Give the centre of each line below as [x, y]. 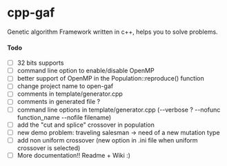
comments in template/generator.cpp [70, 94]
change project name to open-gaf [65, 86]
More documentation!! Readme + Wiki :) [74, 155]
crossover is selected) [49, 148]
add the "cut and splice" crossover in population [86, 125]
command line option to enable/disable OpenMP [86, 71]
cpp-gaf [31, 13]
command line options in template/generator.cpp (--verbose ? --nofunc [119, 110]
